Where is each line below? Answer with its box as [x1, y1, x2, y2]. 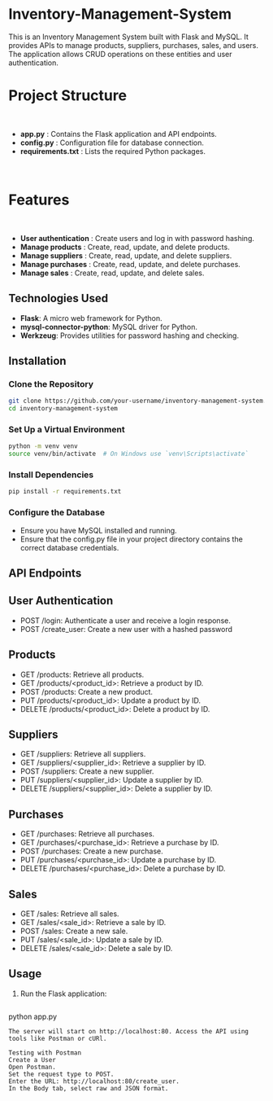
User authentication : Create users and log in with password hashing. [19, 233, 254, 243]
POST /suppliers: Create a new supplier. [19, 766, 154, 776]
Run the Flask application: [19, 989, 107, 998]
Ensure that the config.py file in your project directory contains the [19, 534, 244, 544]
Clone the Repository [8, 378, 94, 389]
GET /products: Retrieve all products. [19, 669, 145, 679]
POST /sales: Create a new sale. [19, 926, 128, 937]
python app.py [8, 1011, 58, 1021]
